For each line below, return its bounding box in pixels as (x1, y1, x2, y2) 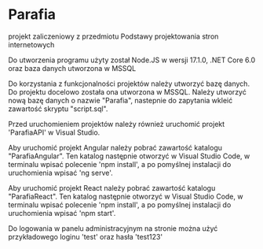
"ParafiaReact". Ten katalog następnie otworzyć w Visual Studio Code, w (8, 191, 243, 201)
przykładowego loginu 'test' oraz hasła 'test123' (8, 232, 163, 241)
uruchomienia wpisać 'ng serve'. (8, 168, 114, 177)
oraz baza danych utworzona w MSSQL (8, 63, 137, 72)
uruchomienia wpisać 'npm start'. (8, 208, 116, 217)
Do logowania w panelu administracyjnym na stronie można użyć (8, 223, 218, 233)
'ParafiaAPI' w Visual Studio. (8, 128, 100, 137)
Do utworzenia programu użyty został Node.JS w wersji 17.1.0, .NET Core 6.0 (8, 55, 256, 65)
